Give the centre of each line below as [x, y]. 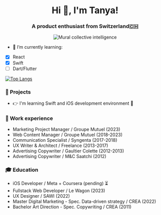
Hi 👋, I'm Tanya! [85, 10]
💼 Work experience [29, 118]
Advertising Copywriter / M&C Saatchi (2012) [59, 157]
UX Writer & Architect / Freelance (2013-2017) [60, 146]
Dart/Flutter [25, 69]
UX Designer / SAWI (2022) [41, 196]
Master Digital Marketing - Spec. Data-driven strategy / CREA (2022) [84, 201]
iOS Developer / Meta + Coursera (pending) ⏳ [60, 183]
